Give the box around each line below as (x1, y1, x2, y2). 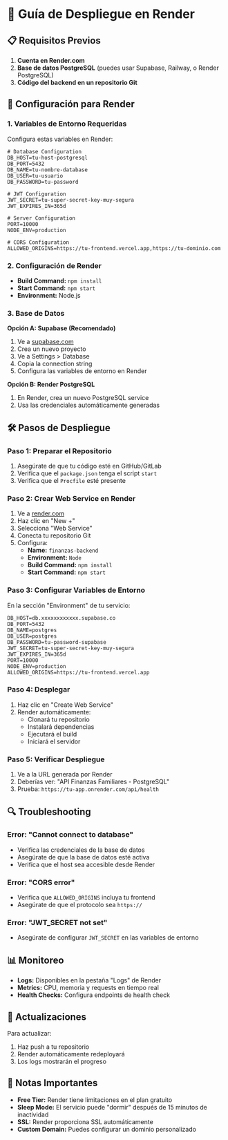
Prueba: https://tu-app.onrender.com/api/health (17, 785, 160, 793)
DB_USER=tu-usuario (7, 172, 64, 179)
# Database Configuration (7, 148, 82, 155)
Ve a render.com (17, 509, 64, 517)
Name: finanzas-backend (27, 546, 99, 555)
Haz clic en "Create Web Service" (17, 701, 114, 709)
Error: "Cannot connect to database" (7, 830, 133, 839)
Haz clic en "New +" (17, 517, 75, 525)
